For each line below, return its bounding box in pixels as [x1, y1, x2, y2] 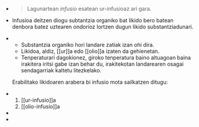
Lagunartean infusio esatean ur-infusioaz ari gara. [27, 5, 152, 12]
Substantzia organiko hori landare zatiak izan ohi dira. [21, 42, 155, 48]
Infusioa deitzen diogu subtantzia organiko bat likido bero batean [11, 17, 174, 23]
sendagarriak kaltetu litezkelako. [21, 67, 102, 74]
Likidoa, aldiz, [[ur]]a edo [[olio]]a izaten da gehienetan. [21, 48, 160, 55]
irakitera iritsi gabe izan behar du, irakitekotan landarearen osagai [21, 60, 184, 67]
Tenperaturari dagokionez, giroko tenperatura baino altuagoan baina [21, 54, 191, 61]
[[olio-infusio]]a [21, 103, 60, 110]
